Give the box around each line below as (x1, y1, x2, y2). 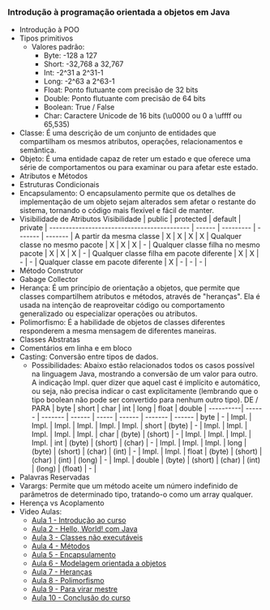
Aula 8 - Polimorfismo (31, 576, 105, 586)
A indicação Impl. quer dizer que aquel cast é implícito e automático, (31, 378, 261, 387)
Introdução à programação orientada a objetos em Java (7, 6, 230, 18)
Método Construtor (19, 266, 84, 275)
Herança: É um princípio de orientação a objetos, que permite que (19, 283, 240, 293)
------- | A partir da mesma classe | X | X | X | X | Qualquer (45, 232, 242, 241)
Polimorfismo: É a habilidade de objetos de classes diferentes (19, 318, 225, 327)
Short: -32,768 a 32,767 (43, 59, 124, 69)
